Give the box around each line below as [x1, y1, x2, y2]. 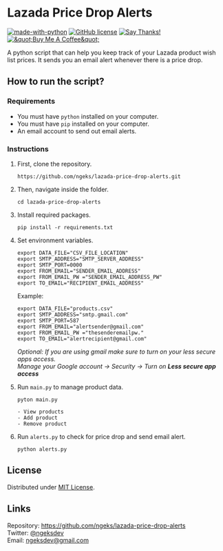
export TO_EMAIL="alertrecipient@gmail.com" [17, 335, 147, 342]
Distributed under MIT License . [7, 483, 95, 491]
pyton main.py [17, 396, 58, 403]
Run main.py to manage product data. [17, 383, 124, 391]
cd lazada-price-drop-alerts [17, 198, 101, 205]
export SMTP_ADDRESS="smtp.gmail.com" [17, 311, 129, 318]
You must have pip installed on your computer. [17, 119, 149, 128]
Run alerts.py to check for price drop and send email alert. [17, 432, 186, 441]
